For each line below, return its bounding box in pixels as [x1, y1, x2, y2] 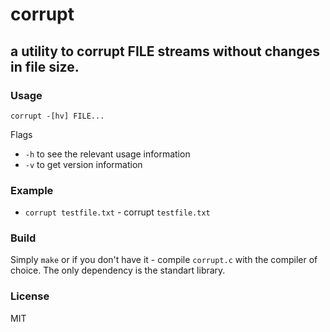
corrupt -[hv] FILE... [10, 111, 105, 121]
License [10, 289, 50, 303]
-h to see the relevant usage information [24, 148, 191, 160]
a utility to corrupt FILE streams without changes [10, 43, 320, 60]
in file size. [10, 58, 80, 75]
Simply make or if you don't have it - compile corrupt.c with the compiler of [10, 254, 318, 266]
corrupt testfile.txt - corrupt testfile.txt [24, 206, 211, 218]
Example [10, 183, 54, 197]
